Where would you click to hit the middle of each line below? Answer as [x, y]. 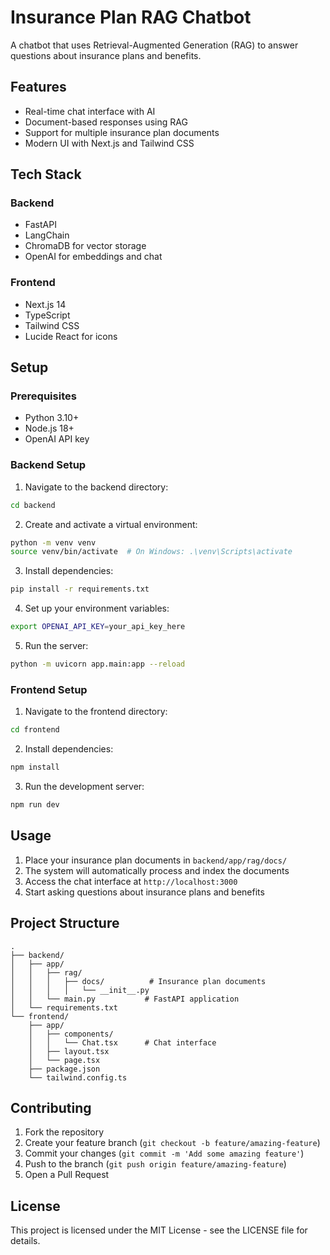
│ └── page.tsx [64, 1060]
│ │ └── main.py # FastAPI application [125, 999]
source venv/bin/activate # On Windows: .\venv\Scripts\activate [151, 552]
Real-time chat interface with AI [90, 111]
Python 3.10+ [52, 418]
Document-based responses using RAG [106, 122]
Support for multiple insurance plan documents [122, 132]
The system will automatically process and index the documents [157, 870]
